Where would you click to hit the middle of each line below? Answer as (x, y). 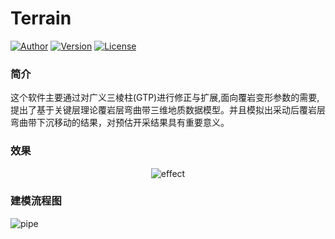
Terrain (41, 18)
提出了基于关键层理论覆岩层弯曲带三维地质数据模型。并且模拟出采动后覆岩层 (168, 110)
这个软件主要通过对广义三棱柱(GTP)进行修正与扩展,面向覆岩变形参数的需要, (165, 98)
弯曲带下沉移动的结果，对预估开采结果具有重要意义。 (120, 123)
